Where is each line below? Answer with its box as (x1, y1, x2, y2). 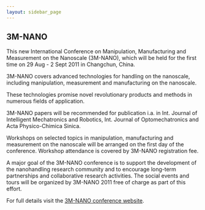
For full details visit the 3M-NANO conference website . (6, 197, 145, 204)
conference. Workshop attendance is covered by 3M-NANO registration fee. (6, 148, 199, 155)
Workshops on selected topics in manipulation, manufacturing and (6, 134, 174, 141)
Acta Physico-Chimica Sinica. (6, 122, 81, 130)
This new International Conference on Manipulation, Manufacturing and (6, 48, 187, 55)
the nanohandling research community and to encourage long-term (6, 166, 176, 173)
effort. (6, 185, 23, 193)
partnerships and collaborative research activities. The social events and (6, 172, 190, 179)
